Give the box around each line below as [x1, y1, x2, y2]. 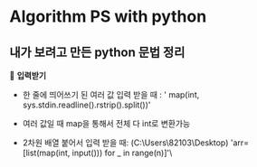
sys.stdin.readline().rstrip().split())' [22, 99, 151, 110]
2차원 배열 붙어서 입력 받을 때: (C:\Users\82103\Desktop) [22, 137, 229, 148]
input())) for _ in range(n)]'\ [71, 147, 173, 158]
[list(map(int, [22, 147, 71, 158]
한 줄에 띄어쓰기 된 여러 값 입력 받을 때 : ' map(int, [22, 89, 200, 100]
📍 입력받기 [9, 70, 47, 80]
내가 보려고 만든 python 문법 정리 [9, 44, 186, 60]
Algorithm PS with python [9, 6, 207, 27]
